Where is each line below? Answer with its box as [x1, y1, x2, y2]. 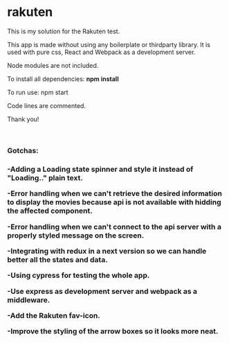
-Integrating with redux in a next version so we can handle [7, 246, 207, 256]
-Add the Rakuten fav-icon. [7, 311, 100, 321]
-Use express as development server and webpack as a [7, 286, 198, 296]
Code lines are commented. [7, 101, 86, 109]
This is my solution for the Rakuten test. [7, 27, 120, 35]
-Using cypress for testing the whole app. [7, 271, 150, 281]
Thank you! [7, 115, 39, 123]
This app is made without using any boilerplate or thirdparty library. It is [7, 40, 211, 49]
